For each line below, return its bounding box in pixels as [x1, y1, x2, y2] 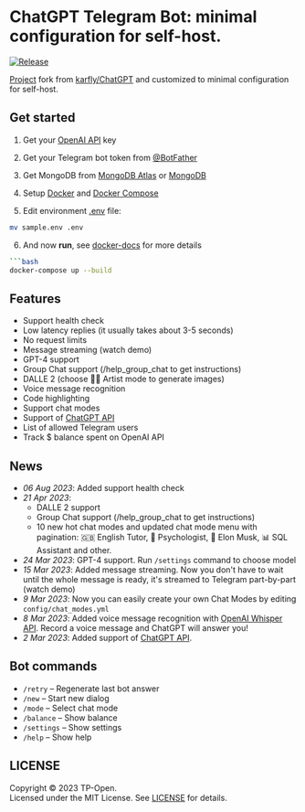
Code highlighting [22, 393, 90, 404]
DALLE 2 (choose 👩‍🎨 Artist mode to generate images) [22, 373, 226, 385]
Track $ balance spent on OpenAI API [22, 432, 164, 443]
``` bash [9, 257, 39, 266]
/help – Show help [22, 732, 92, 743]
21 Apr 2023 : [22, 492, 72, 503]
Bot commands [9, 658, 98, 674]
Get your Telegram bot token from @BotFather [22, 152, 198, 163]
